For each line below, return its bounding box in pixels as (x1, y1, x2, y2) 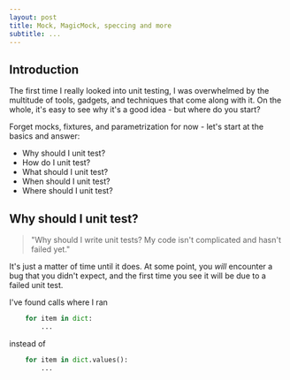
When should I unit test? (21, 176, 111, 186)
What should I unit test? (21, 167, 109, 178)
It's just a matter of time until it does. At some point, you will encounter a (9, 262, 273, 271)
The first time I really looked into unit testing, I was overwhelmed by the (9, 86, 270, 96)
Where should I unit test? (21, 186, 113, 196)
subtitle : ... (9, 29, 62, 38)
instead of (9, 338, 46, 349)
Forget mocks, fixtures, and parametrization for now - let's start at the (9, 121, 263, 133)
